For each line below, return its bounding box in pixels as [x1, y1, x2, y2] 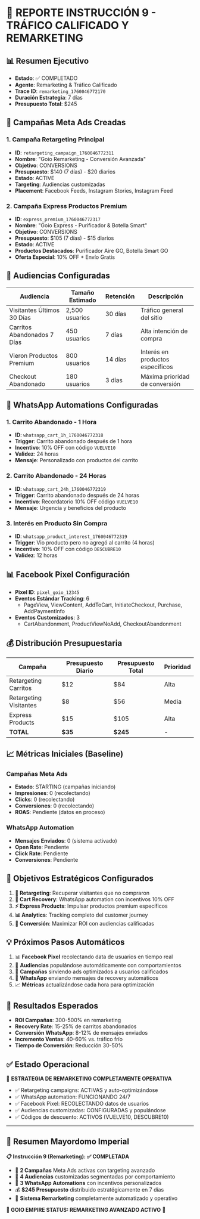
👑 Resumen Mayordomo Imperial [6, 1137, 130, 1147]
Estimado [69, 296, 96, 304]
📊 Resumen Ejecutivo [6, 55, 89, 66]
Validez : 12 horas [14, 552, 58, 559]
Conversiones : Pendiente [14, 856, 79, 863]
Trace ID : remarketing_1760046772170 [14, 88, 106, 95]
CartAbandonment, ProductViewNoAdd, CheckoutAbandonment [23, 620, 182, 627]
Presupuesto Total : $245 [14, 100, 77, 107]
